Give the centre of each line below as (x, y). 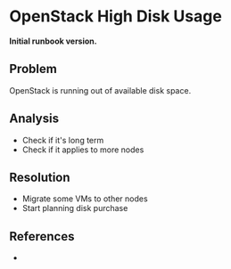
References (42, 236)
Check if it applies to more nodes (83, 150)
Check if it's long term (63, 140)
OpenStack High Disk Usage (116, 16)
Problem (33, 69)
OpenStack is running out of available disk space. (100, 90)
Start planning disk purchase (75, 208)
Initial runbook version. (53, 41)
